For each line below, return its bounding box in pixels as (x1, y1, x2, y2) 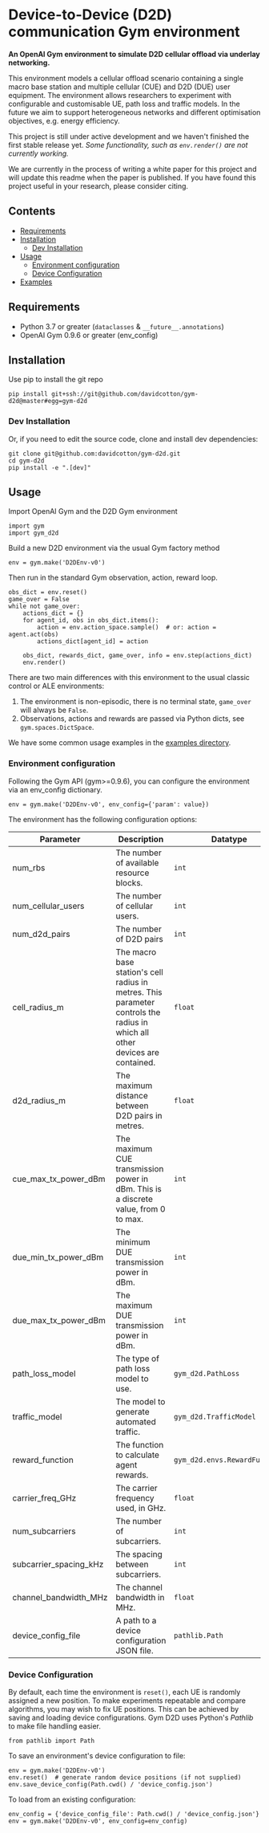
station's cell (115, 966, 164, 977)
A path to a (115, 1615, 157, 1626)
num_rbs (12, 862, 46, 873)
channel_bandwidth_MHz (12, 1591, 108, 1603)
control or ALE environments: (8, 681, 105, 691)
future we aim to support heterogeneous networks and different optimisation (8, 107, 261, 117)
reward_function (12, 1454, 74, 1465)
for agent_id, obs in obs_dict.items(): (22, 617, 159, 625)
